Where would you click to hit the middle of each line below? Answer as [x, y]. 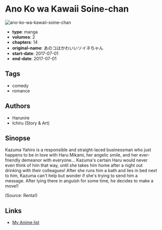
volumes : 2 [24, 37]
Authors [18, 106]
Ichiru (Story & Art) [31, 123]
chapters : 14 [25, 42]
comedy [20, 86]
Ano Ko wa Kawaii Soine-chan [67, 9]
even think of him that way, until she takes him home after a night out [74, 165]
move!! [12, 186]
